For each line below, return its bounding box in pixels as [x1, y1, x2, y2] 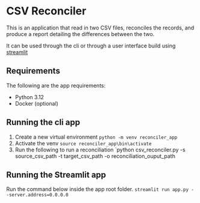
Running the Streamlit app [6, 169, 107, 180]
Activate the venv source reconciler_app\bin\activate [14, 139, 152, 147]
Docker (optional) [14, 100, 58, 107]
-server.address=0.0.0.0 [6, 192, 69, 198]
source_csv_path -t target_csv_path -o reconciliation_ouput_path [14, 152, 176, 160]
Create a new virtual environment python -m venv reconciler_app [14, 133, 178, 141]
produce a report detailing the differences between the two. [6, 30, 155, 37]
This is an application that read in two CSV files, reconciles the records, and [6, 24, 195, 31]
